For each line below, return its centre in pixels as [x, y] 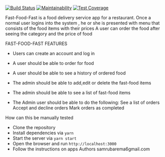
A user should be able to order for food [53, 63]
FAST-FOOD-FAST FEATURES [36, 44]
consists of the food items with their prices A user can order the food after [83, 28]
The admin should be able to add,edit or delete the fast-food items [82, 83]
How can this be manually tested [39, 117]
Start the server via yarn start [45, 138]
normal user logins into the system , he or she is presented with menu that [82, 23]
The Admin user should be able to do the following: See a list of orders [86, 102]
